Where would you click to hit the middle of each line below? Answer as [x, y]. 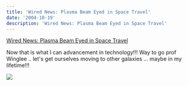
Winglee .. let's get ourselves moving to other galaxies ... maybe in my [94, 59]
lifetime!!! [18, 65]
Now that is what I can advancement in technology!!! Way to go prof [91, 52]
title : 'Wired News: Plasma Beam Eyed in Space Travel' [78, 12]
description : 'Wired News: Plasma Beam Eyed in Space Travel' [87, 23]
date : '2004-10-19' [31, 18]
